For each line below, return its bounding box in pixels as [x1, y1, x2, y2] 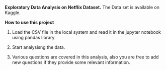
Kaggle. [5, 10, 21, 16]
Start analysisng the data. [12, 44, 65, 50]
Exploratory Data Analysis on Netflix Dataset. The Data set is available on [5, 5, 159, 10]
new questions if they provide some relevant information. [12, 59, 130, 65]
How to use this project [5, 20, 54, 25]
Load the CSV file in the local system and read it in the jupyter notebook [12, 29, 161, 35]
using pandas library [12, 35, 55, 40]
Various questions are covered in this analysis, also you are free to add [12, 54, 159, 60]
